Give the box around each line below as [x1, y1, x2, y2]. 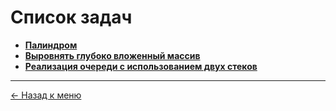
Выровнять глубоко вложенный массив [24, 49, 201, 61]
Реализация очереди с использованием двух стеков [24, 60, 258, 72]
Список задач [10, 6, 133, 29]
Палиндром [24, 39, 78, 51]
